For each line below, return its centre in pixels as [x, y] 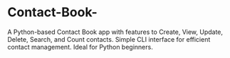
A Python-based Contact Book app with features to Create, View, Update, [115, 32]
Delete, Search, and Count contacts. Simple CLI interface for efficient [109, 39]
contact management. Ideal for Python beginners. [80, 47]
